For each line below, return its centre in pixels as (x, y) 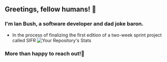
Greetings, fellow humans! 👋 (51, 9)
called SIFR (24, 40)
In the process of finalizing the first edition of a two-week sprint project (87, 35)
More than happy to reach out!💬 (45, 53)
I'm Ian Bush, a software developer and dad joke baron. (74, 24)
